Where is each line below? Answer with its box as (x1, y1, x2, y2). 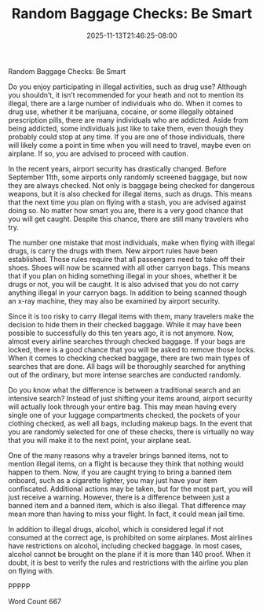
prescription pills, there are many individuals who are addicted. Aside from (8, 115, 249, 124)
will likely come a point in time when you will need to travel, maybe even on (8, 140, 251, 149)
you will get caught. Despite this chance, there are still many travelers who (8, 214, 249, 223)
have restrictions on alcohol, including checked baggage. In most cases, (8, 540, 243, 551)
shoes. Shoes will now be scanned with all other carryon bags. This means (8, 263, 250, 272)
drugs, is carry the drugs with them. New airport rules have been (8, 245, 218, 256)
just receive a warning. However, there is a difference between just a (8, 492, 230, 502)
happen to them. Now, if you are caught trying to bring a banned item (8, 467, 232, 477)
